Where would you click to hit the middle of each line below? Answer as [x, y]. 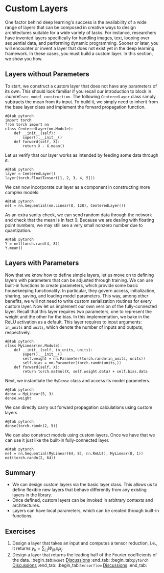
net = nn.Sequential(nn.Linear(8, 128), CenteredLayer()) [65, 205]
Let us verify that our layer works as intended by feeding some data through [82, 155]
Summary [20, 473]
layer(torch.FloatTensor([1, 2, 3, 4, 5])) [50, 178]
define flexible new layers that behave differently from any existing [79, 490]
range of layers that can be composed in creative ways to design [70, 27]
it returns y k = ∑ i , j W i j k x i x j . [38, 549]
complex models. [23, 192]
